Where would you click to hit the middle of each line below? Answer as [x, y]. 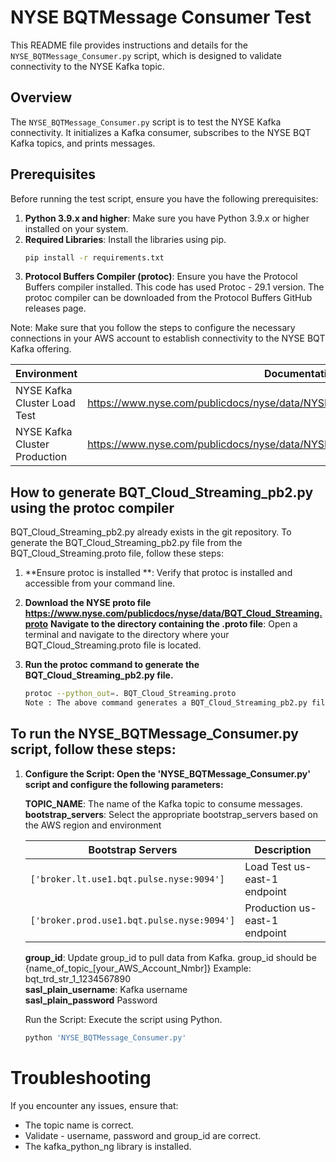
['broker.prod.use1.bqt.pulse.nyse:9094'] [132, 920]
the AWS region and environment [93, 825]
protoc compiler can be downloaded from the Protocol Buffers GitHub [168, 298]
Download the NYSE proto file [88, 603]
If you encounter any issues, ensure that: [94, 1105]
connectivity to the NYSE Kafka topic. [87, 66]
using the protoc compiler [92, 507]
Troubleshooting [81, 1077]
